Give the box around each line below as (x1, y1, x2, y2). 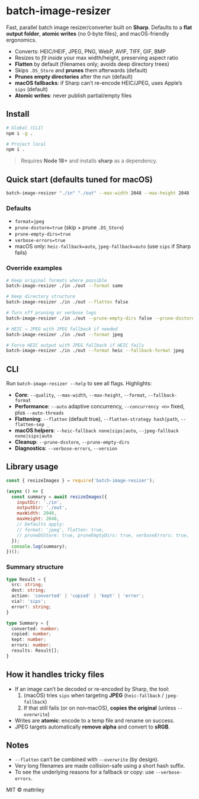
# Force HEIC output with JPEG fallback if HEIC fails (6, 342, 145, 348)
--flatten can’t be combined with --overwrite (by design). (14, 756, 159, 763)
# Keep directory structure (6, 293, 76, 300)
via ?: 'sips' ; (11, 599, 46, 605)
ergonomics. (6, 36, 37, 43)
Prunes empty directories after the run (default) (14, 73, 133, 80)
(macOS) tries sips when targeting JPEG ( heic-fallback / (23, 692, 164, 699)
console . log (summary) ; (11, 544, 68, 549)
